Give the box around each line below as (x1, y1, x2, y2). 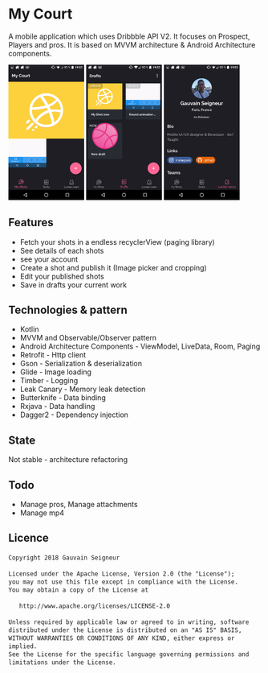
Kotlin (19, 324, 39, 334)
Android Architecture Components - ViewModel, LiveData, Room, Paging (19, 341, 261, 351)
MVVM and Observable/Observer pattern (19, 333, 157, 343)
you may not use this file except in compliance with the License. (8, 577, 239, 586)
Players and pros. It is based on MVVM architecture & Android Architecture (8, 39, 256, 49)
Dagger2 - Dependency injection (19, 410, 128, 419)
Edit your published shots (19, 271, 104, 281)
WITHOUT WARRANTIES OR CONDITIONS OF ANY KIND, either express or (8, 634, 235, 642)
